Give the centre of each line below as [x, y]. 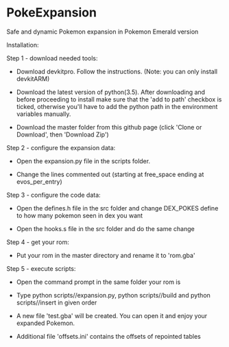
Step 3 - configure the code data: [53, 195]
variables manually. [44, 114]
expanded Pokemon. [46, 323]
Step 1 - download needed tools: [52, 58]
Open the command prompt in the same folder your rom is [98, 282]
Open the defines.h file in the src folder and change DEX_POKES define [117, 208]
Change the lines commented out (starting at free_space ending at [110, 174]
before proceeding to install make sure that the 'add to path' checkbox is [119, 99]
